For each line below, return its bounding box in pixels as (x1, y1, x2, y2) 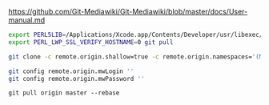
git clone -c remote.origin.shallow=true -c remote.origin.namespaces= (8, 52, 252, 61)
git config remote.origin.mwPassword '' (8, 75, 146, 83)
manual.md (8, 15, 46, 25)
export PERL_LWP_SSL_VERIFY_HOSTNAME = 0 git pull (8, 38, 174, 46)
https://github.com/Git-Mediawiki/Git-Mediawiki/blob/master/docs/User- (8, 7, 248, 16)
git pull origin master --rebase (8, 89, 120, 97)
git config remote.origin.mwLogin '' (8, 67, 134, 75)
